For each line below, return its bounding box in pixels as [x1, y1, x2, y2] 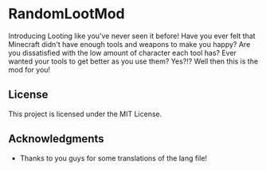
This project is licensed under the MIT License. [8, 109, 162, 119]
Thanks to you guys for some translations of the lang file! [19, 153, 208, 163]
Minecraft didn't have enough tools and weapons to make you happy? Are [8, 39, 251, 49]
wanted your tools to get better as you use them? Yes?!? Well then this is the [8, 56, 259, 66]
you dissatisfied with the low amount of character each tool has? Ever [8, 48, 237, 57]
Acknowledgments [8, 132, 105, 146]
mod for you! [8, 64, 50, 74]
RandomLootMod [8, 5, 125, 23]
